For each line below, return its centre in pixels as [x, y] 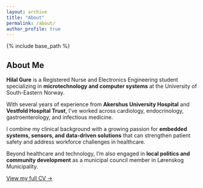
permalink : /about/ [31, 23]
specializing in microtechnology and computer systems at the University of [101, 86]
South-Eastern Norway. [35, 93]
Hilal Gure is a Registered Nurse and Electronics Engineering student [92, 80]
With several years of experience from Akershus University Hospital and [98, 104]
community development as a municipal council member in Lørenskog [95, 160]
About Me [25, 65]
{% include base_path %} [38, 46]
